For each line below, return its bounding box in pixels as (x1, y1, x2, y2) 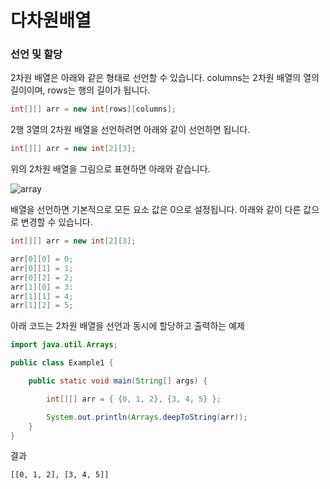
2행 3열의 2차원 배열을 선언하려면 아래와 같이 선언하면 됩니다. (10, 124, 251, 136)
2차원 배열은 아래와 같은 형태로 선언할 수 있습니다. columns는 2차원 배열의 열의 (10, 72, 320, 84)
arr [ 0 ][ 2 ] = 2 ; (10, 272, 74, 283)
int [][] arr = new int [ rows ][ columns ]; (10, 104, 177, 115)
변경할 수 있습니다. (20, 216, 93, 228)
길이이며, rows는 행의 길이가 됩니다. (10, 84, 151, 96)
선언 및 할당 (10, 47, 63, 61)
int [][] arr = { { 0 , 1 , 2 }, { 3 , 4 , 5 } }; (46, 394, 222, 404)
